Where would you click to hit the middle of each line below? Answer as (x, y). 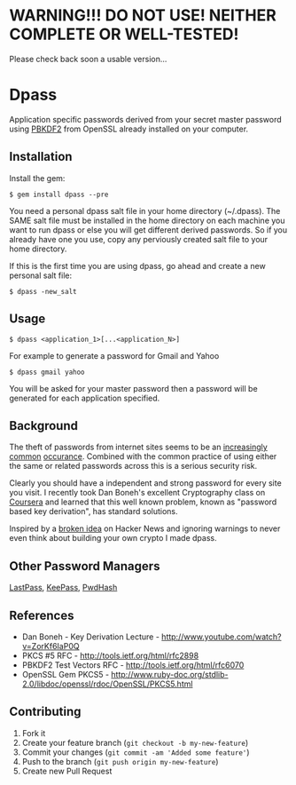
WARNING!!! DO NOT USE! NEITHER (143, 16)
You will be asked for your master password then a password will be (134, 388)
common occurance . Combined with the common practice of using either (143, 456)
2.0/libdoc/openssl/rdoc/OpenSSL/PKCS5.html (107, 684)
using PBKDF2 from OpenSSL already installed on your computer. (129, 129)
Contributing (45, 712)
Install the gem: (37, 178)
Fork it (34, 733)
